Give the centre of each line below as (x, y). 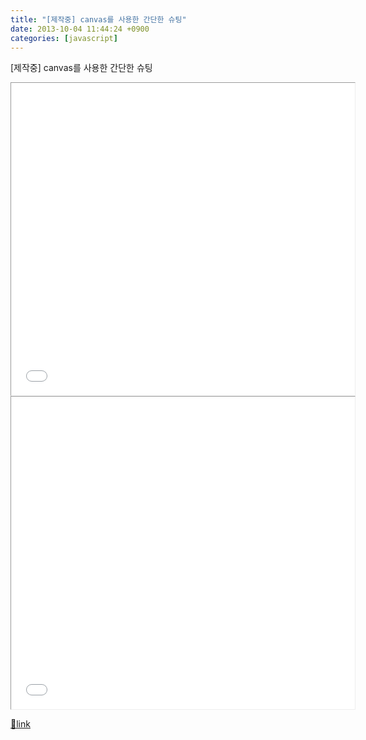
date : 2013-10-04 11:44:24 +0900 (80, 29)
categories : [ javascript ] (64, 38)
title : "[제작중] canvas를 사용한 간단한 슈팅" (98, 19)
